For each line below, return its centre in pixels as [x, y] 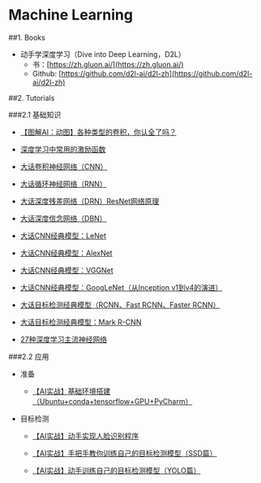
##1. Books [27, 37]
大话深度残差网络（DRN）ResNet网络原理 [90, 201]
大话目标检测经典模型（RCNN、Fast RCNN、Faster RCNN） [120, 305]
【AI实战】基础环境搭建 [71, 391]
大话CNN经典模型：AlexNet [66, 253]
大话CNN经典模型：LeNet [63, 235]
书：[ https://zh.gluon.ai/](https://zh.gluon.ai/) [108, 64]
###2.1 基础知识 [35, 115]
